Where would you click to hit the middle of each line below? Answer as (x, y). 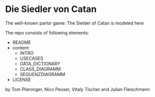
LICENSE (22, 79)
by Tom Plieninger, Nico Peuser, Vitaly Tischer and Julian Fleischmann (77, 89)
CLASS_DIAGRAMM (40, 69)
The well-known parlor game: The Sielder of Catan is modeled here (74, 23)
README (22, 42)
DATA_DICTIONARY (40, 63)
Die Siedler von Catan (51, 9)
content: (21, 47)
